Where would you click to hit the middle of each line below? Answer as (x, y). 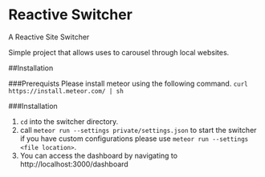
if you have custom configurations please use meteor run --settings (134, 139)
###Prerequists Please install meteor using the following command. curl (128, 83)
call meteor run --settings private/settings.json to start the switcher (138, 130)
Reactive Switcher (70, 15)
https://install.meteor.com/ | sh (66, 91)
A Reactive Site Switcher (49, 37)
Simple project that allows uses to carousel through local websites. (119, 52)
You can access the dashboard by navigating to (99, 155)
